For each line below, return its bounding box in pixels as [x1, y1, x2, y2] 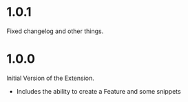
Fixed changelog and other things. [6, 27, 104, 35]
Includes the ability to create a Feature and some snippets [16, 87, 181, 95]
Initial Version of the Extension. [6, 74, 94, 82]
